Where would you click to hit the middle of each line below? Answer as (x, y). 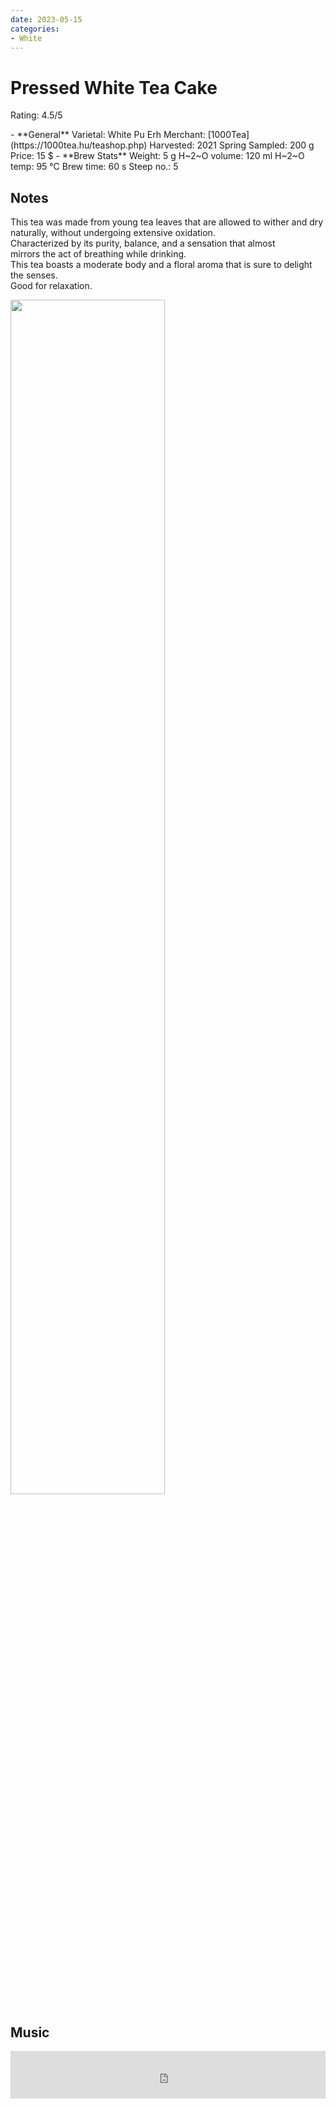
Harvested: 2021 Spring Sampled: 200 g (232, 145)
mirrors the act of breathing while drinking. (98, 254)
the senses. (34, 275)
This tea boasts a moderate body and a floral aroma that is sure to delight (161, 265)
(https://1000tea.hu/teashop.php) (79, 145)
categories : (35, 29)
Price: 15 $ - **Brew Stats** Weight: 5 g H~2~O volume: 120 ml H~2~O (157, 156)
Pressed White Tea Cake (114, 87)
